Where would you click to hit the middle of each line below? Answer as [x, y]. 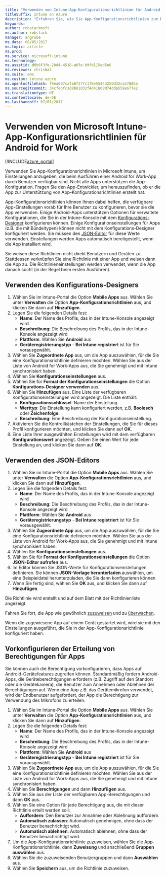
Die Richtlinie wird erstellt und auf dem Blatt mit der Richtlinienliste [73, 598]
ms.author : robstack [26, 33]
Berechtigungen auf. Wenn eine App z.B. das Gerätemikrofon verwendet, [79, 690]
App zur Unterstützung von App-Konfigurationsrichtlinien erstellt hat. [75, 192]
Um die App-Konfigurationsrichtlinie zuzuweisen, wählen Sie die [78, 842]
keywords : [15, 24]
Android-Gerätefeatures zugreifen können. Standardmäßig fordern [73, 674]
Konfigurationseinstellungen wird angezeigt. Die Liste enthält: [75, 397]
